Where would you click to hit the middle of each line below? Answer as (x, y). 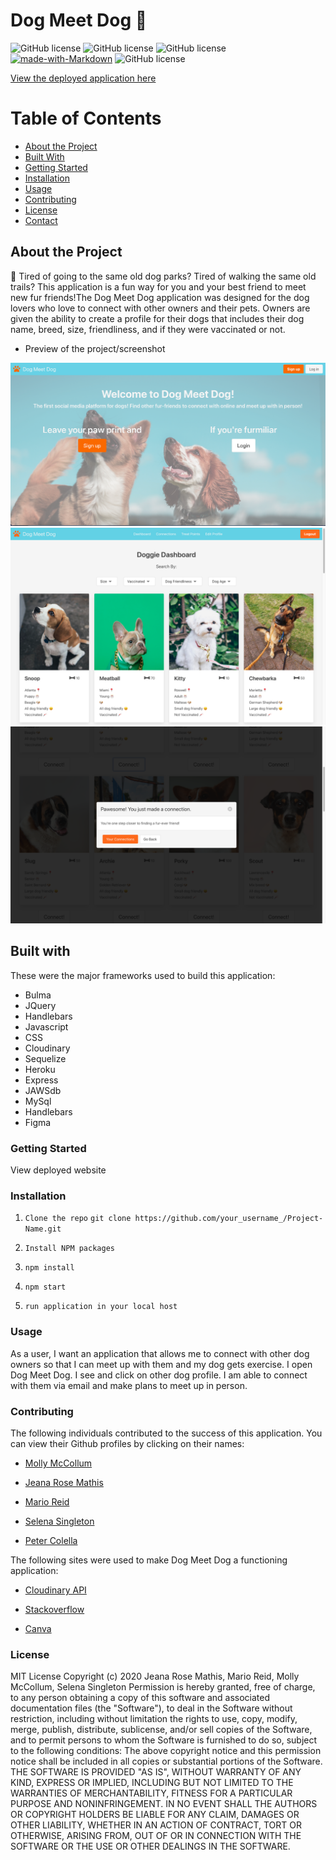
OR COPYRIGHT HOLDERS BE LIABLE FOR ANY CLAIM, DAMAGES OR (155, 1815)
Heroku (40, 1069)
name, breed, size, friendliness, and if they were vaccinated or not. (148, 329)
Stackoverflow (54, 1610)
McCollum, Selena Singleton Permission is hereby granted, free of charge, (163, 1687)
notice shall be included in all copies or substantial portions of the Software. (166, 1761)
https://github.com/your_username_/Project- (229, 1219)
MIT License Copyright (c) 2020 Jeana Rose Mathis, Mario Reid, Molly (155, 1676)
